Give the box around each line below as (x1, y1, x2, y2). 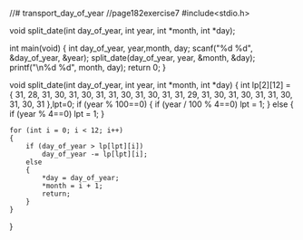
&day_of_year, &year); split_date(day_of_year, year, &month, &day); (9, 53, 256, 62)
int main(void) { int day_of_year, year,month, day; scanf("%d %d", (9, 43, 253, 53)
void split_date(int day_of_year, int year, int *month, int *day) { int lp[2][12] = (9, 80, 292, 90)
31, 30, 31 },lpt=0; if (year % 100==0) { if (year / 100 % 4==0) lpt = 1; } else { (9, 99, 294, 110)
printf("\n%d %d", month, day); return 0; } (9, 62, 166, 72)
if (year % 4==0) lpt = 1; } (9, 109, 105, 119)
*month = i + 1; (42, 181, 103, 190)
